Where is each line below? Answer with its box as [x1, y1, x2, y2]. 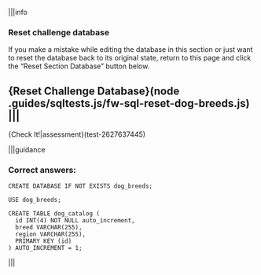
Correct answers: [8, 165, 76, 176]
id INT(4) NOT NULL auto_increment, [15, 217, 135, 225]
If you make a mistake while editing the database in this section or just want [8, 45, 253, 54]
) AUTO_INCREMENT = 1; [8, 244, 83, 252]
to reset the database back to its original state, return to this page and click [8, 53, 252, 63]
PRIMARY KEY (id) [15, 237, 72, 245]
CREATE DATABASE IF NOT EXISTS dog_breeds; [8, 182, 153, 190]
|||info [8, 8, 28, 16]
